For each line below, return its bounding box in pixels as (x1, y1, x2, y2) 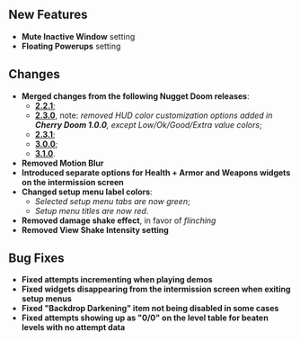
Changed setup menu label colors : (21, 186, 154, 197)
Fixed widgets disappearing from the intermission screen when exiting (21, 283, 291, 295)
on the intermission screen (21, 176, 125, 187)
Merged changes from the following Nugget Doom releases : (21, 90, 250, 102)
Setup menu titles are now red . (34, 205, 149, 216)
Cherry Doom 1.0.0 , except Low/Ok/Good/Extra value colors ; (34, 119, 262, 130)
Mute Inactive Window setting (21, 31, 136, 41)
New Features (8, 7, 88, 22)
